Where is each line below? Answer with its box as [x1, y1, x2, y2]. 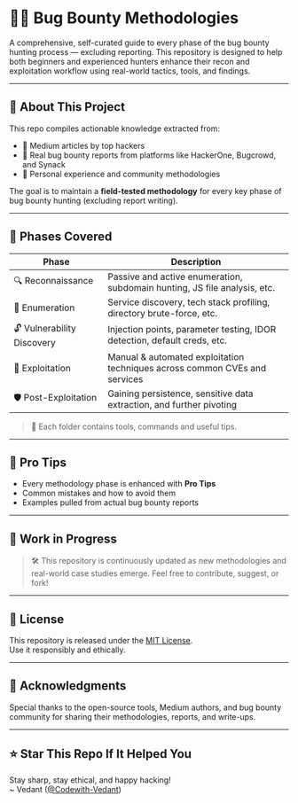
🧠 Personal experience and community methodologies [21, 168, 221, 179]
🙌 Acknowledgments [9, 678, 127, 694]
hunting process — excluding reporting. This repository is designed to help [9, 46, 283, 57]
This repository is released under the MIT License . [9, 635, 193, 645]
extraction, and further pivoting [107, 398, 238, 410]
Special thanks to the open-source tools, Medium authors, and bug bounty [9, 702, 282, 713]
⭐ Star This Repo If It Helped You [9, 746, 192, 761]
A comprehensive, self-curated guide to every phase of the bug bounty [9, 37, 270, 48]
